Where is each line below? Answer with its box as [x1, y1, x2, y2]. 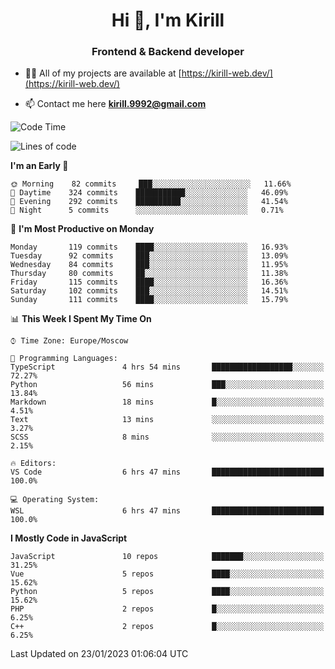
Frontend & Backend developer [91, 45, 245, 59]
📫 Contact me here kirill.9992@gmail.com [24, 98, 207, 110]
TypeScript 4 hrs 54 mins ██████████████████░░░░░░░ [10, 362, 325, 373]
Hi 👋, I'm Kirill [111, 9, 225, 32]
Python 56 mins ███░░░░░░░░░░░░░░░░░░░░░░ [10, 380, 325, 390]
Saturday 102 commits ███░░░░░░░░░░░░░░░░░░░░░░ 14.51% [10, 286, 288, 296]
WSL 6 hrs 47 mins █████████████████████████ [10, 506, 325, 516]
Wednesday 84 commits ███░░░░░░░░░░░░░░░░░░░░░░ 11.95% [10, 260, 288, 270]
